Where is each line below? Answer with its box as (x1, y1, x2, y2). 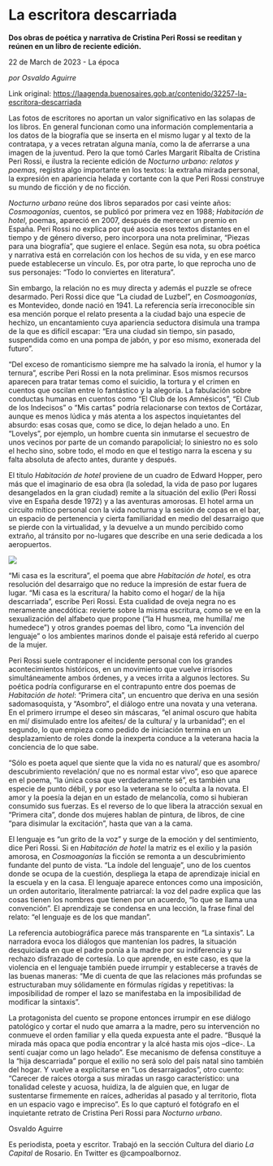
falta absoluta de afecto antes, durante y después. (8, 454, 177, 464)
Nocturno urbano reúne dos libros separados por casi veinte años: (8, 198, 232, 208)
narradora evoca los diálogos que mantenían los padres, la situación (8, 936, 237, 946)
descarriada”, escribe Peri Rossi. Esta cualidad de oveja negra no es (8, 596, 236, 606)
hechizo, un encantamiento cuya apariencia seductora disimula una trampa (8, 318, 260, 327)
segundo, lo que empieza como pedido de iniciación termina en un (8, 725, 232, 734)
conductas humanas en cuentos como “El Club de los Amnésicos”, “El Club (8, 393, 260, 404)
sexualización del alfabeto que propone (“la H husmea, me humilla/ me (8, 613, 245, 624)
